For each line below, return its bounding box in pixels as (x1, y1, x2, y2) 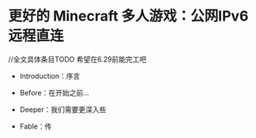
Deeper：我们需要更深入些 (19, 104, 107, 114)
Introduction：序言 (19, 71, 81, 80)
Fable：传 (19, 121, 52, 131)
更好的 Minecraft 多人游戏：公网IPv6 (8, 7, 249, 25)
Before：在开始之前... (19, 88, 89, 97)
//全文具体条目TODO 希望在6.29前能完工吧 (8, 54, 147, 64)
